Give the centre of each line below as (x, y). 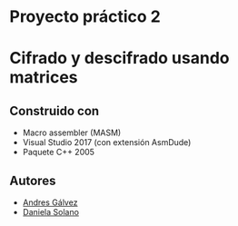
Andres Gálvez (50, 202)
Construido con (55, 111)
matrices (44, 78)
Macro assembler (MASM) (72, 133)
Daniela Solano (51, 212)
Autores (33, 180)
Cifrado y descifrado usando (119, 59)
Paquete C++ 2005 (59, 152)
